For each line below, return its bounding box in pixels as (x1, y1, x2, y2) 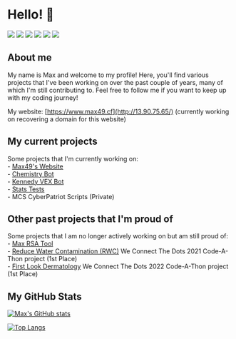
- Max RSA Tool (7, 239, 53, 248)
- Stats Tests (7, 185, 45, 193)
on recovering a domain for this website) (7, 114, 126, 123)
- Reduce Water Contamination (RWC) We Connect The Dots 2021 (7, 247, 202, 255)
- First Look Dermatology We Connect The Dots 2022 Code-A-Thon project (7, 262, 229, 270)
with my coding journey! (7, 93, 78, 102)
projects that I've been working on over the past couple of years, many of (7, 78, 223, 86)
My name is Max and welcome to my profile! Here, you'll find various (7, 71, 209, 79)
